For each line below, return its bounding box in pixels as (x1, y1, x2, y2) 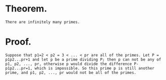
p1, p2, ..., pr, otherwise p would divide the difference (5, 61, 132, 66)
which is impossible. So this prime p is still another (34, 65, 155, 70)
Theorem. (5, 3, 47, 14)
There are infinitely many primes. (5, 19, 80, 24)
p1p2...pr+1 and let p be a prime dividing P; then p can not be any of (5, 57, 161, 62)
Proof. (5, 36, 32, 47)
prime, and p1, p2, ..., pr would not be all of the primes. (5, 70, 137, 75)
